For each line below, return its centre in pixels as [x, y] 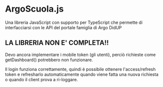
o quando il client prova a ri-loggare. [42, 79]
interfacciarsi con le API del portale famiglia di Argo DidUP [63, 27]
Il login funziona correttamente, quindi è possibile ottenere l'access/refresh [80, 69]
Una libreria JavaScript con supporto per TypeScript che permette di [74, 22]
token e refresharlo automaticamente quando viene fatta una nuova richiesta [82, 74]
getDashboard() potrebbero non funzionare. [49, 60]
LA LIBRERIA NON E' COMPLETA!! [57, 43]
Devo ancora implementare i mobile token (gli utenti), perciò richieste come [80, 54]
